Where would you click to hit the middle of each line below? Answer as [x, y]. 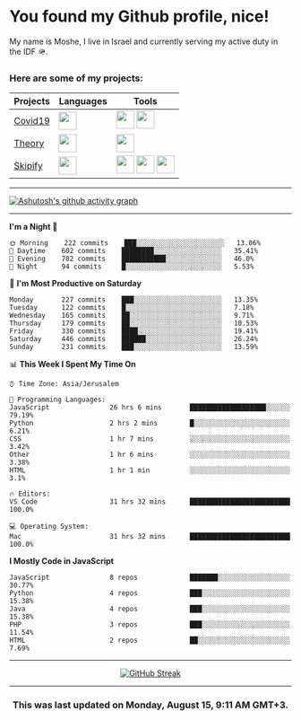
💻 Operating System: [49, 527]
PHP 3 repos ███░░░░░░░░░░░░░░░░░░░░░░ [150, 625]
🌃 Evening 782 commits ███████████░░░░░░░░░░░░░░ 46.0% [132, 259]
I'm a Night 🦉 [34, 227]
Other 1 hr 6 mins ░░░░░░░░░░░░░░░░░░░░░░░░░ [150, 455]
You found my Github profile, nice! [139, 17]
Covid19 [32, 121]
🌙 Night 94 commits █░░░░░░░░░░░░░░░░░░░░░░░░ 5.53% [132, 267]
